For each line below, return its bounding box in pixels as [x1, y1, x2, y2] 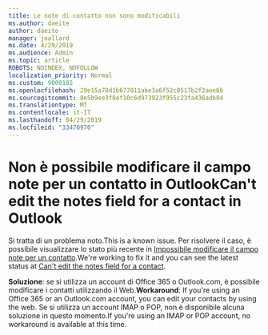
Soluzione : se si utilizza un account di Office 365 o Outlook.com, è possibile [8, 276, 260, 286]
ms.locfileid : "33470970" [8, 123, 94, 131]
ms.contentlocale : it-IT [8, 109, 91, 117]
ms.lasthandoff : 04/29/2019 [8, 116, 102, 124]
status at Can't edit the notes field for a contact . [8, 261, 166, 271]
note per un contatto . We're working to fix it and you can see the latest [8, 252, 238, 262]
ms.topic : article [8, 57, 70, 65]
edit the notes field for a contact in [8, 192, 242, 210]
